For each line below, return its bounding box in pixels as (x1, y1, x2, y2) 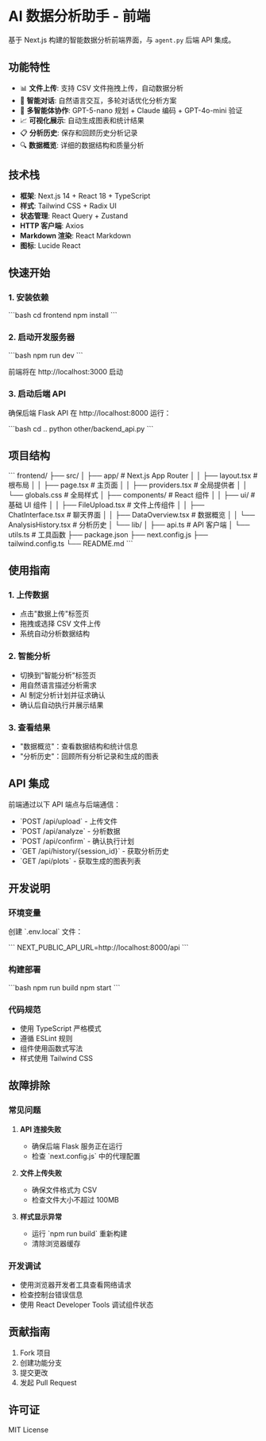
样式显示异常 (19, 1211, 62, 1221)
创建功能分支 (19, 1358, 62, 1367)
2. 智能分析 (8, 651, 51, 662)
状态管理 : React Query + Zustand (19, 211, 129, 220)
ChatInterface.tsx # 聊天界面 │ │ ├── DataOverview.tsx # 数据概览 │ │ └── (8, 509, 256, 519)
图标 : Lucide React (19, 240, 81, 250)
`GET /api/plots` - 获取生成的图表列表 (19, 856, 141, 866)
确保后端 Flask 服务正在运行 (31, 1141, 123, 1151)
